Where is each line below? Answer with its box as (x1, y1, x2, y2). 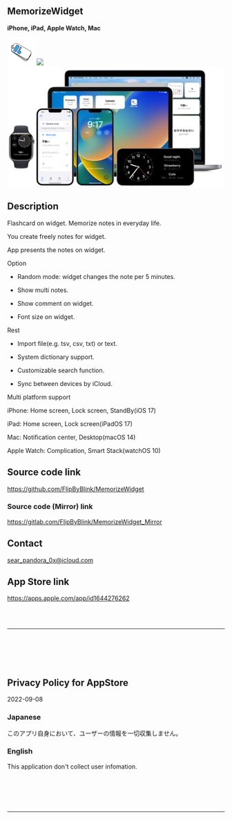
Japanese (7, 713, 41, 722)
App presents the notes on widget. (7, 245, 106, 254)
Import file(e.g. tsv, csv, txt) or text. (17, 339, 117, 347)
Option (7, 259, 26, 267)
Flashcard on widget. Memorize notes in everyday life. (7, 219, 162, 227)
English (7, 746, 33, 756)
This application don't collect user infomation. (7, 762, 137, 771)
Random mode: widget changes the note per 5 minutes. (17, 272, 176, 280)
